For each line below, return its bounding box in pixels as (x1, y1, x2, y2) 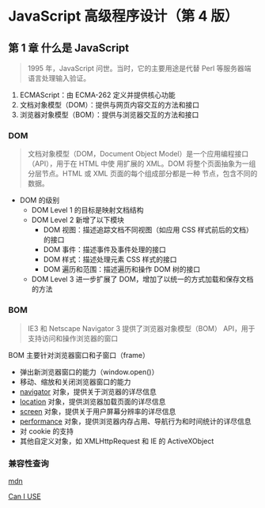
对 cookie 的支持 (19, 426, 74, 435)
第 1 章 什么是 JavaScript (8, 41, 130, 55)
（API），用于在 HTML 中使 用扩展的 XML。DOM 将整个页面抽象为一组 (27, 159, 256, 168)
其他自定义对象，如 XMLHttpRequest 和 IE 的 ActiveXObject (19, 436, 214, 446)
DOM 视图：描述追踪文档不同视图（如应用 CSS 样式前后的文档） (43, 225, 253, 235)
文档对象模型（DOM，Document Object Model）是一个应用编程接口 (27, 149, 249, 159)
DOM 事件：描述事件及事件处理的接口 (43, 245, 166, 254)
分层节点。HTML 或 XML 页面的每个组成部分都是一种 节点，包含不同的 (27, 169, 258, 179)
